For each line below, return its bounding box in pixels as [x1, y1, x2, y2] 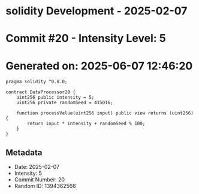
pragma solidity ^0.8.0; [5, 79, 68, 85]
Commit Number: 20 [14, 176, 65, 183]
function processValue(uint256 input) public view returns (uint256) [16, 110, 194, 116]
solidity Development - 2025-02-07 [5, 4, 188, 18]
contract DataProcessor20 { [5, 89, 76, 95]
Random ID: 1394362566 [14, 183, 76, 190]
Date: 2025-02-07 [14, 163, 60, 171]
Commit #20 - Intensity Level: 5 [5, 32, 166, 46]
